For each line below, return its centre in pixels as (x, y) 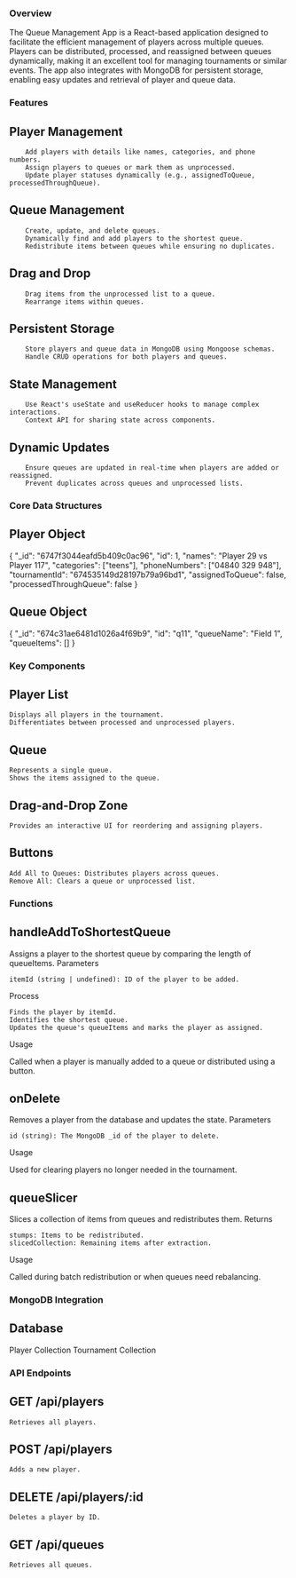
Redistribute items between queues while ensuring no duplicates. (150, 246)
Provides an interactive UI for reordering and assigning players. (136, 826)
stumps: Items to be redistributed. (77, 1236)
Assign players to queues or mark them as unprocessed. (131, 168)
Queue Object (48, 612)
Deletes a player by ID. (55, 1518)
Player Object (47, 534)
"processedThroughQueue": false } (74, 583)
